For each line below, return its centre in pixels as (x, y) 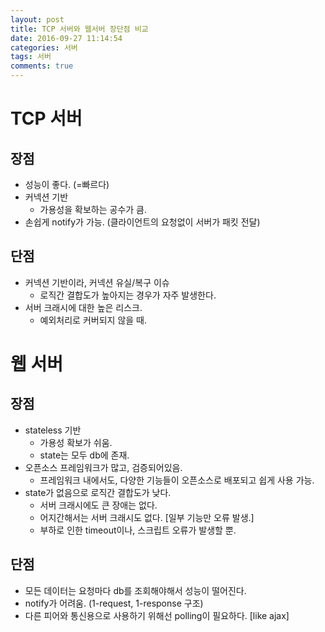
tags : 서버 (31, 57)
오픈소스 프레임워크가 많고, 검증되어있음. (103, 467)
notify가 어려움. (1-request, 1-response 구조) (114, 603)
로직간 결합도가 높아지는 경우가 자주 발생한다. (128, 295)
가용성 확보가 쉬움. (76, 442)
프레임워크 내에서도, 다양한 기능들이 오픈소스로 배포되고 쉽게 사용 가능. (177, 480)
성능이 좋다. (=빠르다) (67, 184)
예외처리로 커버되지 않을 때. (93, 320)
